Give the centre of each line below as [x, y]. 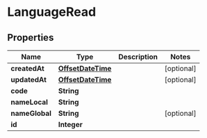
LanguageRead [52, 12]
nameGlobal [31, 113]
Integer [71, 125]
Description [138, 57]
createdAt [28, 68]
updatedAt [29, 80]
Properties [31, 38]
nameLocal [30, 102]
